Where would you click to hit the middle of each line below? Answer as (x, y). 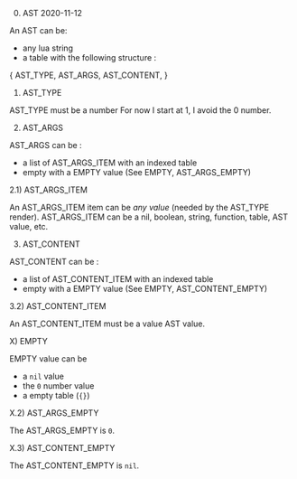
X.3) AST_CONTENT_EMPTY (62, 448)
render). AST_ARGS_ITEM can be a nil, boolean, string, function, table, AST (149, 217)
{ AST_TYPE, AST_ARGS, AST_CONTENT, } (89, 75)
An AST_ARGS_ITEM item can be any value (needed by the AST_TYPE (139, 207)
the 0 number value (58, 386)
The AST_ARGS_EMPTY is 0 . (62, 430)
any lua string (48, 48)
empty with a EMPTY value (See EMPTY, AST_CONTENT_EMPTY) (145, 289)
